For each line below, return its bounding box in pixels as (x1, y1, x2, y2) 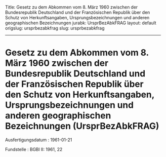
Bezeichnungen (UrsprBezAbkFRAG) (5, 120, 160, 132)
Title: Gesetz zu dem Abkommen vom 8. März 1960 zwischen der (5, 4, 138, 10)
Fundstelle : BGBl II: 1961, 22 (5, 146, 63, 152)
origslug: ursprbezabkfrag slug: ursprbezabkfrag (5, 25, 105, 31)
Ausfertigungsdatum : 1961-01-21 (5, 137, 73, 143)
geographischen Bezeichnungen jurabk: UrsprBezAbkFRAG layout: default (5, 20, 157, 26)
